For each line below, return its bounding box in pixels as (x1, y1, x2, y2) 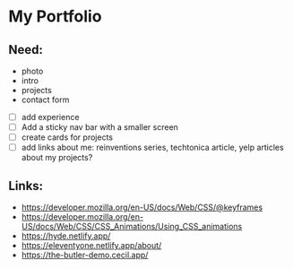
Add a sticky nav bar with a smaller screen (21, 122, 178, 133)
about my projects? (21, 152, 93, 163)
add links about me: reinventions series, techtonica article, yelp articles (21, 142, 284, 153)
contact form (21, 94, 70, 105)
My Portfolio (8, 6, 102, 27)
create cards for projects (21, 132, 114, 143)
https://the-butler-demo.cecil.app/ (21, 249, 149, 261)
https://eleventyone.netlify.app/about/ (21, 240, 162, 251)
